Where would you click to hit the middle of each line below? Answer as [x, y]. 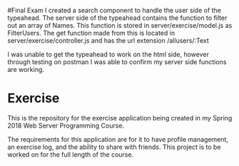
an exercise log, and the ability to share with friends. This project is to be [114, 147]
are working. [26, 69]
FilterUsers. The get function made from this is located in [91, 33]
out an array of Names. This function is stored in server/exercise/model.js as [120, 25]
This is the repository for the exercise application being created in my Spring [120, 118]
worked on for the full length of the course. [71, 154]
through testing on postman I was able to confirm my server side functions [117, 62]
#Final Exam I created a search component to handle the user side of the [114, 10]
